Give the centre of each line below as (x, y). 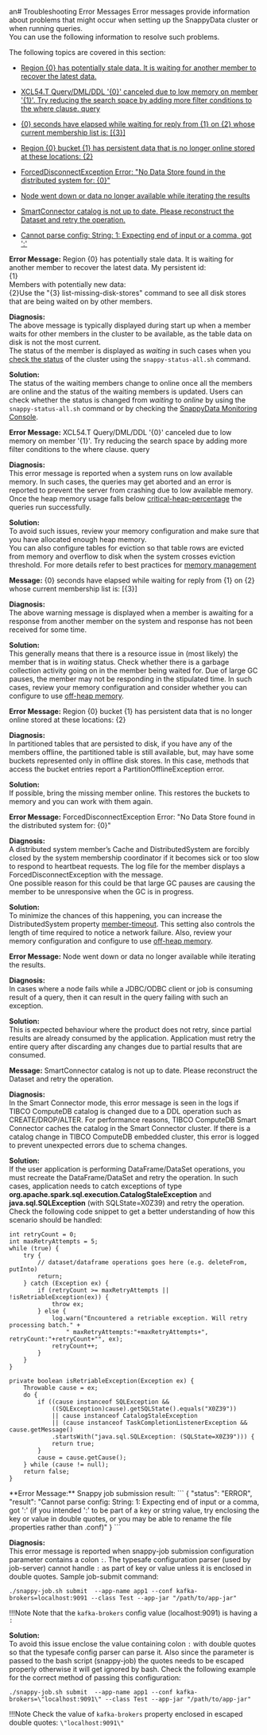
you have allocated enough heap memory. (78, 540)
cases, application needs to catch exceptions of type (96, 1186)
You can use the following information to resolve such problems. (114, 37)
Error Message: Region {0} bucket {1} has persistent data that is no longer (131, 711)
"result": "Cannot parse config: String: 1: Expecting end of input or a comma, (134, 1502)
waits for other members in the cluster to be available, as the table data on (131, 334)
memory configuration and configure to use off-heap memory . (111, 941)
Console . (24, 417)
